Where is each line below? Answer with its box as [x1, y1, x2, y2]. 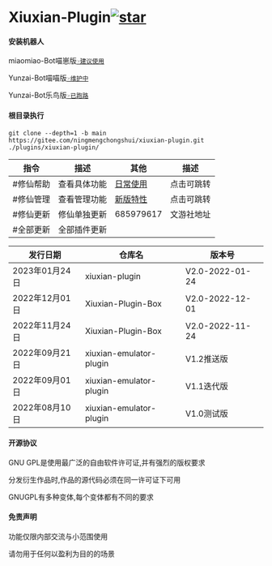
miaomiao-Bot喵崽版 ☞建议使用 [8, 56, 105, 66]
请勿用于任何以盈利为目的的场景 [8, 549, 115, 559]
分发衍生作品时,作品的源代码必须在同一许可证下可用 [8, 474, 181, 484]
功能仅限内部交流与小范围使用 [8, 532, 108, 541]
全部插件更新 [57, 224, 108, 235]
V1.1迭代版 [185, 380, 228, 392]
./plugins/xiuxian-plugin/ [8, 143, 100, 152]
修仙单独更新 [57, 208, 108, 220]
